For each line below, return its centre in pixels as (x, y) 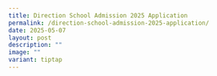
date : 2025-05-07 (37, 30)
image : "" (25, 52)
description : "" (35, 45)
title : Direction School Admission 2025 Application (98, 15)
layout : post (30, 38)
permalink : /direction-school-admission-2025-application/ (109, 23)
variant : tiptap (35, 60)
